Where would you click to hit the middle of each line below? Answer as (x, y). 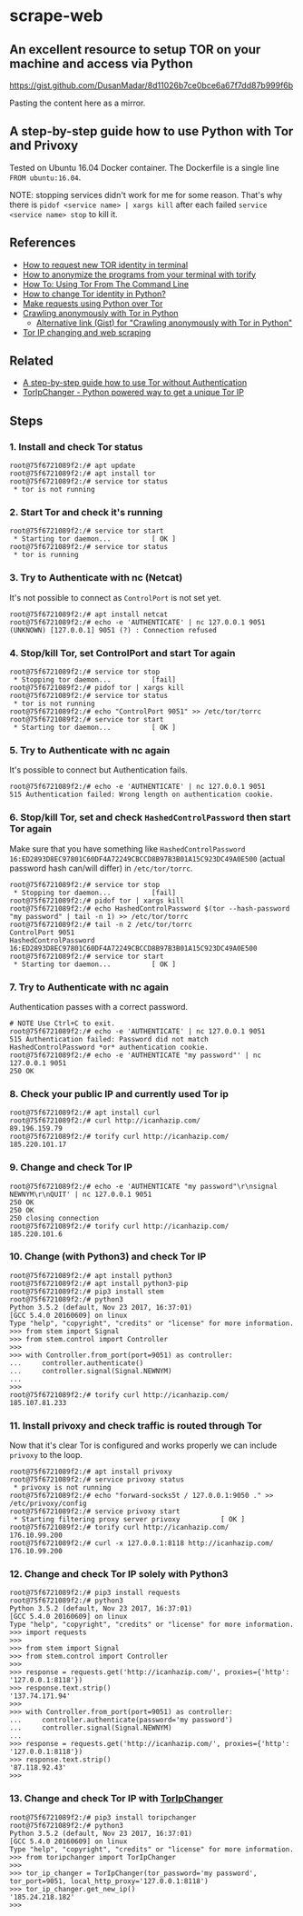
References (43, 243)
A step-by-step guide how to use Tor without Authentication (135, 383)
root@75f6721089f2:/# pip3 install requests (95, 1593)
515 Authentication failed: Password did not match (109, 1039)
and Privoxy (44, 146)
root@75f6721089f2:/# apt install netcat (89, 614)
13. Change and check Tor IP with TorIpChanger (117, 1799)
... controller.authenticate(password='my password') (121, 1720)
